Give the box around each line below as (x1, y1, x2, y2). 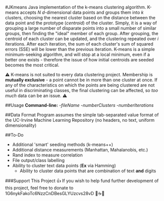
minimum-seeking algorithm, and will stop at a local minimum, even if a (5, 51, 150, 57)
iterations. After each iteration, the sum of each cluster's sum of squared (5, 41, 154, 47)
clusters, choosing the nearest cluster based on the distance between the (5, 15, 156, 20)
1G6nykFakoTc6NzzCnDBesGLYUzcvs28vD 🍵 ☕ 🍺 (5, 191, 105, 196)
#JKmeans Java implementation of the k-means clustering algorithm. (5, 4, 146, 10)
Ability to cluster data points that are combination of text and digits (19, 168, 156, 174)
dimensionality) (5, 122, 37, 128)
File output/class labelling (12, 157, 65, 163)
